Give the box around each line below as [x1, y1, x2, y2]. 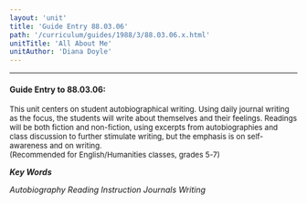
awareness [9, 140, 48, 151]
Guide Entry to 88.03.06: [9, 84, 107, 95]
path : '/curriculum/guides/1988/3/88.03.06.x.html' [9, 30, 210, 39]
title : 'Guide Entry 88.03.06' [9, 22, 129, 31]
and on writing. [49, 140, 102, 151]
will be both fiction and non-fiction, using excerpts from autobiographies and [9, 122, 279, 133]
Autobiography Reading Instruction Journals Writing [9, 184, 206, 196]
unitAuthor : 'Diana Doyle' [9, 47, 112, 56]
